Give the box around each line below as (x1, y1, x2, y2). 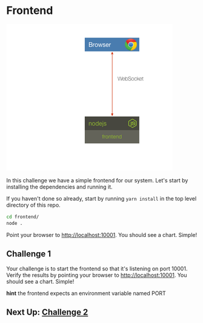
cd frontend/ (6, 213, 39, 220)
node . (6, 220, 23, 226)
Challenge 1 (6, 249, 52, 259)
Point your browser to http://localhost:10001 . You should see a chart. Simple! (6, 231, 198, 238)
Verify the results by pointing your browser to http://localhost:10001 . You (6, 271, 187, 279)
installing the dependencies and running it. (6, 183, 113, 190)
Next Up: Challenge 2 (6, 307, 88, 317)
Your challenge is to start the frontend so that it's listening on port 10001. (6, 265, 188, 272)
